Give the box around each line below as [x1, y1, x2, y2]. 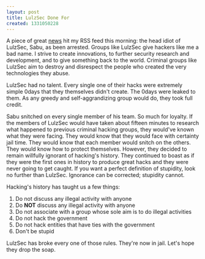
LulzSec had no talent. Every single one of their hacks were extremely [6, 81, 182, 89]
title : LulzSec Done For [6, 15, 70, 21]
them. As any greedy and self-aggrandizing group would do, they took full [6, 94, 193, 102]
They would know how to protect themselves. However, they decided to [6, 145, 187, 153]
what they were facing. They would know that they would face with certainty [6, 132, 199, 140]
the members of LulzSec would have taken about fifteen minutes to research [6, 119, 199, 127]
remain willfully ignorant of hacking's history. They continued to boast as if [6, 152, 195, 159]
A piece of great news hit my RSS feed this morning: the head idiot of [6, 37, 181, 45]
